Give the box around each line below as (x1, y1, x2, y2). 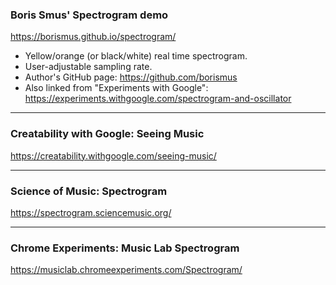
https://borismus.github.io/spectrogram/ (10, 31, 177, 43)
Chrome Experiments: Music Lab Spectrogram (10, 241, 240, 255)
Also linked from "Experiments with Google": (24, 82, 209, 94)
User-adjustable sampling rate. (24, 61, 153, 73)
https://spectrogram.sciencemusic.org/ (10, 206, 172, 218)
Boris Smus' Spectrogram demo (10, 8, 169, 22)
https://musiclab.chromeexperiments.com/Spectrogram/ (10, 264, 243, 276)
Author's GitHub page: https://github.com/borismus (24, 71, 238, 83)
